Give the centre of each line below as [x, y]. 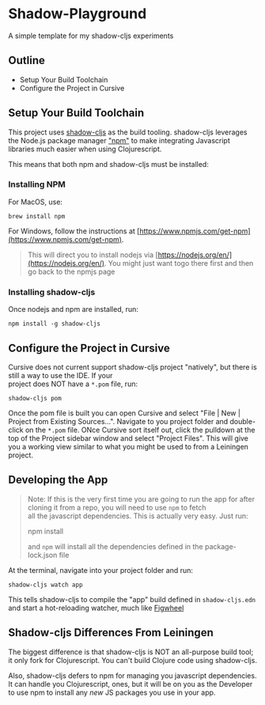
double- [242, 421]
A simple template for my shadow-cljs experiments [91, 36]
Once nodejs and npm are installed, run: [73, 309]
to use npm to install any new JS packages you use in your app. [112, 692]
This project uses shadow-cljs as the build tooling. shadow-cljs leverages [128, 132]
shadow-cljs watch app [45, 585]
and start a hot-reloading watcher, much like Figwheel [96, 608]
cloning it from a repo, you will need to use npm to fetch [117, 507]
